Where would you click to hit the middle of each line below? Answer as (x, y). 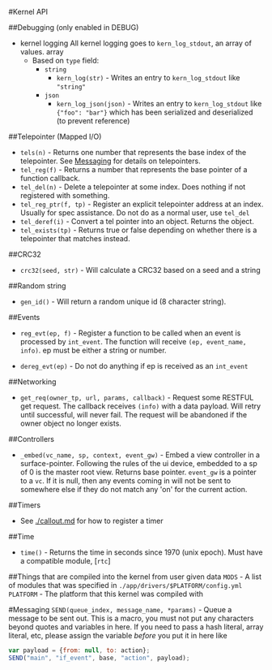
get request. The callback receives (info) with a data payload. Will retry (140, 406)
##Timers (25, 505)
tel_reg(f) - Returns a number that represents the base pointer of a (134, 169)
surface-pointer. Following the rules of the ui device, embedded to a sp (138, 463)
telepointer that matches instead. (75, 238)
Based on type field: (66, 61)
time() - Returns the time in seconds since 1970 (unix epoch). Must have (141, 552)
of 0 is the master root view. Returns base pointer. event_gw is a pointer (138, 472)
